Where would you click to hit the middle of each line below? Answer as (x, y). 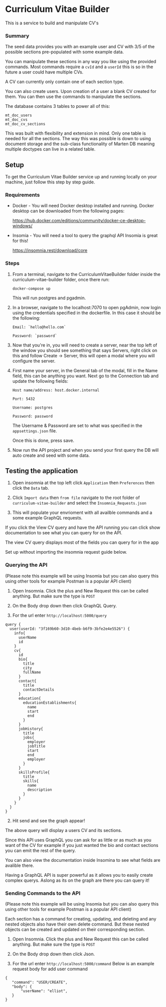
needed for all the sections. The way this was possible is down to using (78, 139)
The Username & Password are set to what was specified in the (77, 425)
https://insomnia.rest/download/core (50, 251)
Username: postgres (33, 408)
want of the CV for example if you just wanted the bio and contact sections (82, 845)
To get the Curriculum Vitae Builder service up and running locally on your (81, 177)
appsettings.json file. (35, 430)
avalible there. (20, 865)
